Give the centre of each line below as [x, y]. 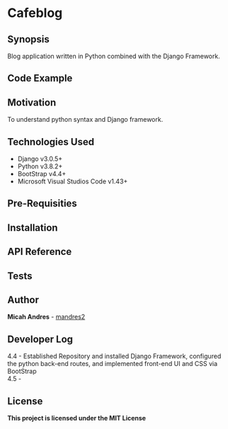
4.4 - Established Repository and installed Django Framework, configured [114, 356]
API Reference [40, 252]
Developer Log [40, 339]
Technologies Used [51, 142]
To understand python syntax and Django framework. [85, 120]
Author [23, 300]
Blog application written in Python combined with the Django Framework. [114, 56]
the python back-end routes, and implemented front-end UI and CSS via [113, 364]
